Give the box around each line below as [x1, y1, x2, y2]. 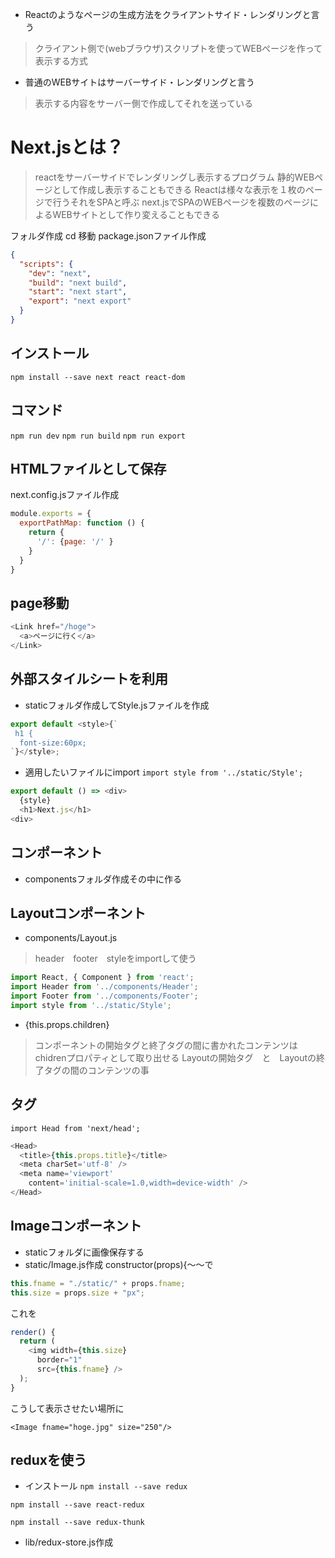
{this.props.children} [24, 1018, 110, 1030]
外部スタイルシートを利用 [10, 671, 168, 688]
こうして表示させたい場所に [10, 1402, 125, 1414]
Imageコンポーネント [10, 1218, 143, 1235]
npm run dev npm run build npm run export [10, 431, 186, 441]
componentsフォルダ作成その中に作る [24, 873, 182, 885]
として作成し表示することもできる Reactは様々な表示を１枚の [52, 183, 306, 195]
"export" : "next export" [28, 296, 132, 307]
